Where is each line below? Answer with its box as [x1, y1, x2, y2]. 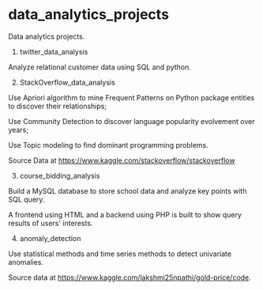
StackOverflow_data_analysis [19, 77, 116, 87]
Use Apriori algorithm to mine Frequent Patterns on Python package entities [8, 92, 255, 102]
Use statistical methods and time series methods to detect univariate [8, 249, 231, 258]
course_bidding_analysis [19, 171, 100, 180]
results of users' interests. [8, 218, 93, 228]
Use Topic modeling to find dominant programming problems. [8, 140, 209, 149]
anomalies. [8, 257, 44, 266]
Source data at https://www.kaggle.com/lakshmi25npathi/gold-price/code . [8, 273, 251, 282]
